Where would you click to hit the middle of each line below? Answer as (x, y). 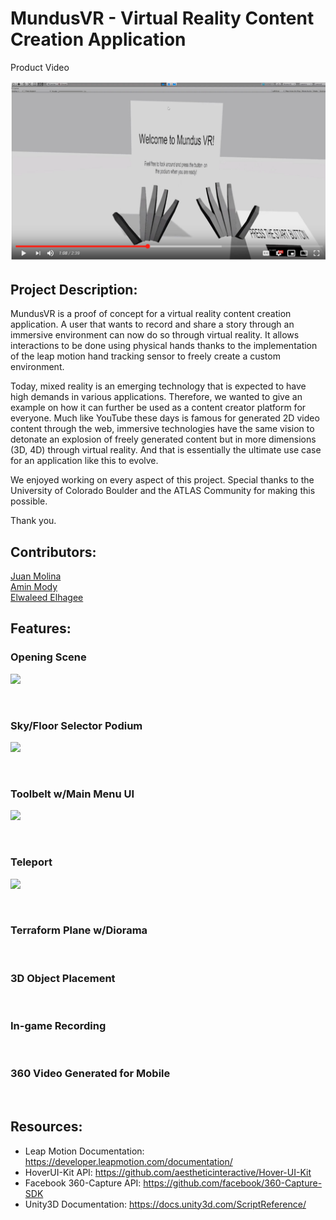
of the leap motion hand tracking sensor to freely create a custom (145, 356)
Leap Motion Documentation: (84, 1151)
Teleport (31, 862)
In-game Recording (58, 1026)
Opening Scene (48, 657)
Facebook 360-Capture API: (83, 1183)
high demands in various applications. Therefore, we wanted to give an (156, 397)
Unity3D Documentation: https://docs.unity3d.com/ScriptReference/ (165, 1204)
